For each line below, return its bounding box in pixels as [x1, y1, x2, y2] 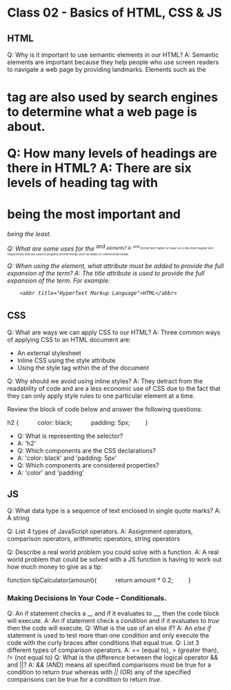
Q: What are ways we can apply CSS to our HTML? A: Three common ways [7, 328, 221, 336]
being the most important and [7, 207, 181, 222]
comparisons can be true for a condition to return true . [7, 675, 162, 683]
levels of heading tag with [7, 175, 159, 191]
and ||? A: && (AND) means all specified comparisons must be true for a [7, 660, 212, 669]
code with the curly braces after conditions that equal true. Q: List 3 [7, 638, 200, 646]
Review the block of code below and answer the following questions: [7, 405, 203, 413]
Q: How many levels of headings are [7, 146, 217, 162]
